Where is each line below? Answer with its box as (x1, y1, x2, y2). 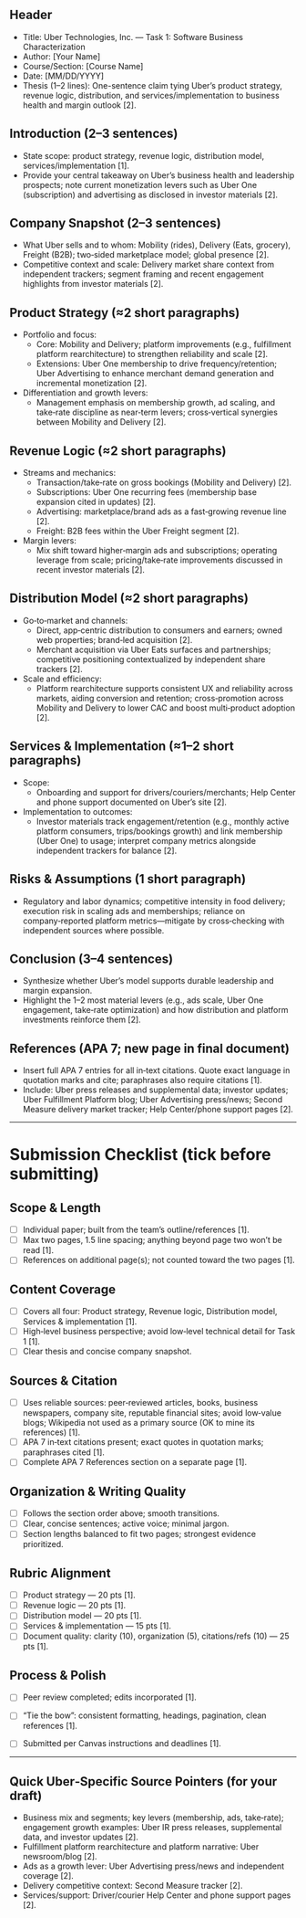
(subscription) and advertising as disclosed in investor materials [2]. (22, 189, 279, 200)
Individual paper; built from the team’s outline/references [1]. (22, 1224, 250, 1236)
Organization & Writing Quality (9, 1483, 187, 1499)
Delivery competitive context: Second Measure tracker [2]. (22, 1881, 243, 1892)
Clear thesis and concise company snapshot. (22, 1346, 192, 1357)
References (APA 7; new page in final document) (9, 1040, 290, 1056)
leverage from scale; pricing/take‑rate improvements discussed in (36, 554, 284, 565)
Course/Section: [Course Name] (22, 60, 144, 71)
